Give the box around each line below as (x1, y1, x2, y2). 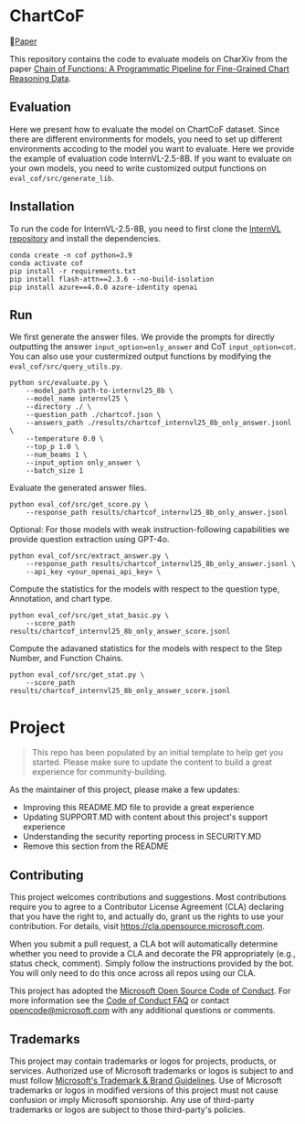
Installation (9, 198, 75, 215)
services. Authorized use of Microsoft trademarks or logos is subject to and (9, 1065, 294, 1076)
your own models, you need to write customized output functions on (9, 162, 267, 174)
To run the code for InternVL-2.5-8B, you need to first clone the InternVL (9, 223, 281, 234)
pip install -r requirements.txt (9, 266, 137, 275)
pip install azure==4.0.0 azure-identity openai (9, 283, 198, 292)
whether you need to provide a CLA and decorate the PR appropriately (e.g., (9, 948, 297, 959)
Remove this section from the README (22, 840, 169, 851)
